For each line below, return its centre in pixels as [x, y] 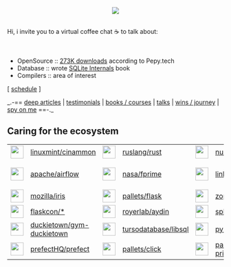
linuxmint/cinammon [63, 152]
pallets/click [142, 249]
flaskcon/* [48, 211]
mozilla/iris [48, 196]
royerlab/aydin [146, 211]
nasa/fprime [142, 174]
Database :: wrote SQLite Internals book [74, 68]
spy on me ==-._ [30, 109]
